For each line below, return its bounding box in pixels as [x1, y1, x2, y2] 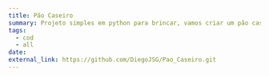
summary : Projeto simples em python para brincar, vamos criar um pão [8, 19, 249, 27]
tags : [8, 26, 26, 34]
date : [8, 48, 26, 56]
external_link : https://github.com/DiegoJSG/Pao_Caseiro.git [8, 56, 217, 64]
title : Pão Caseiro [8, 11, 74, 20]
